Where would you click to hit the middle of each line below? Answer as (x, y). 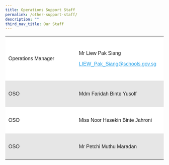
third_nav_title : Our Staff (35, 24)
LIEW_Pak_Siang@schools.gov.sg (118, 64)
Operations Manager (31, 58)
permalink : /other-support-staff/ (41, 15)
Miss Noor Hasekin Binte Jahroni (115, 120)
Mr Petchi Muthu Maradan (108, 146)
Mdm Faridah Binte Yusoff (108, 94)
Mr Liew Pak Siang (100, 53)
